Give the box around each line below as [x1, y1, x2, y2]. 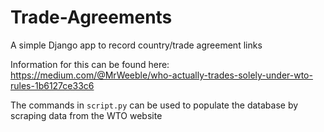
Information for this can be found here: [10, 58, 170, 70]
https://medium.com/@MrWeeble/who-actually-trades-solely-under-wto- [10, 69, 313, 81]
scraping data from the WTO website [10, 109, 163, 121]
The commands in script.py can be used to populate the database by [10, 99, 299, 111]
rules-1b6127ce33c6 [10, 79, 95, 91]
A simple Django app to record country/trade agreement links [10, 39, 263, 51]
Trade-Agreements [10, 6, 173, 29]
